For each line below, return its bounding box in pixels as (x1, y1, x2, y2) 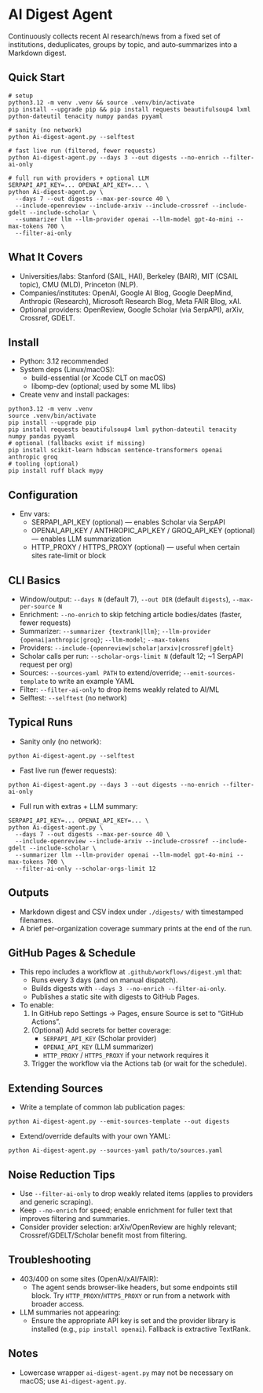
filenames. (19, 915, 53, 924)
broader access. (31, 1299, 85, 1308)
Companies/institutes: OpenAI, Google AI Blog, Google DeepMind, (19, 288, 233, 298)
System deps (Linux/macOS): (19, 365, 115, 375)
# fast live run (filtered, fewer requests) (8, 147, 156, 155)
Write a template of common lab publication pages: (19, 1102, 185, 1112)
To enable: (19, 1000, 54, 1010)
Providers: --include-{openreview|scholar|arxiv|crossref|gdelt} (19, 643, 234, 653)
